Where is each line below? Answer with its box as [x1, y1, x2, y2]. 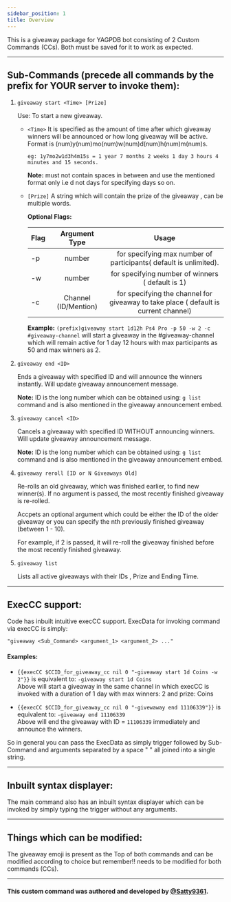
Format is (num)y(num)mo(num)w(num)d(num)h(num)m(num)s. [27, 139, 208, 148]
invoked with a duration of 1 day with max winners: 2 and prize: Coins [16, 689, 214, 698]
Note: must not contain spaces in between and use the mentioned [27, 171, 215, 179]
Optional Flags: [27, 213, 72, 221]
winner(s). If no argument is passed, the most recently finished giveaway [16, 489, 224, 498]
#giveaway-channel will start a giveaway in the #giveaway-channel [27, 331, 214, 340]
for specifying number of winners [111, 269, 219, 279]
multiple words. [27, 199, 71, 208]
